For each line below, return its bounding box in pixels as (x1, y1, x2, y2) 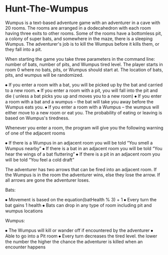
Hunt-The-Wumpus (5, 3, 89, 15)
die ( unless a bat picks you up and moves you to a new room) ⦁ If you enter (5, 93, 162, 99)
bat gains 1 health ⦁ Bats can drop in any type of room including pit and (5, 202, 152, 208)
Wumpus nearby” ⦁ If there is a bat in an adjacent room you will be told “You (5, 145, 163, 151)
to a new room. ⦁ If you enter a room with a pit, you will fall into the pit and (5, 87, 158, 93)
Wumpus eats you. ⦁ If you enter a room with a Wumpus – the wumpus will (5, 104, 159, 110)
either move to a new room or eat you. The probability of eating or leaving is (5, 109, 162, 115)
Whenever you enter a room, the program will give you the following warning (5, 124, 164, 131)
